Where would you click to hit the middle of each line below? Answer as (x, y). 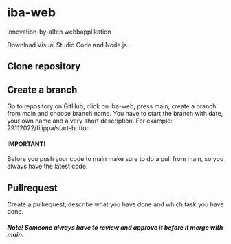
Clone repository (44, 66)
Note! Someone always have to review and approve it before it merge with (115, 227)
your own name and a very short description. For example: (90, 121)
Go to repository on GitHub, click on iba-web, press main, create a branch (112, 106)
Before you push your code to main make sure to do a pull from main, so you (115, 159)
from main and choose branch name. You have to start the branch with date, (115, 114)
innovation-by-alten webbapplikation (59, 32)
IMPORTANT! (26, 144)
